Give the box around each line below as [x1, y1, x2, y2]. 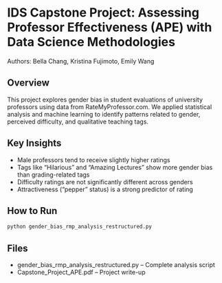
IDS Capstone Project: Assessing [7, 5, 199, 21]
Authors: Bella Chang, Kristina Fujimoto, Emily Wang [7, 57, 155, 65]
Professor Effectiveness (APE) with [7, 19, 212, 35]
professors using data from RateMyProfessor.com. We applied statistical [7, 102, 212, 111]
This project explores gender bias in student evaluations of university [7, 95, 203, 104]
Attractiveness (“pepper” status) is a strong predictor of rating [16, 185, 194, 193]
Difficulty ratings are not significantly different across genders [16, 177, 194, 186]
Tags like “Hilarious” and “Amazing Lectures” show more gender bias [16, 163, 213, 171]
